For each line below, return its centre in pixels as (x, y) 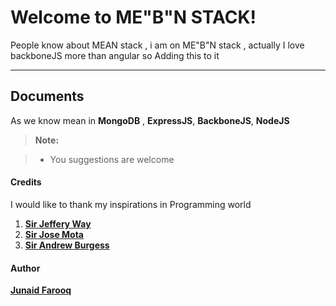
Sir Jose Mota (54, 234)
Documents (47, 96)
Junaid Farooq (41, 290)
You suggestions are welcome (112, 159)
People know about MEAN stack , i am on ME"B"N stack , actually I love (157, 45)
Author (25, 268)
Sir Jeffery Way (58, 223)
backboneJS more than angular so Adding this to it (115, 55)
